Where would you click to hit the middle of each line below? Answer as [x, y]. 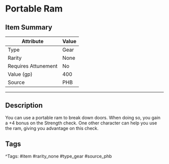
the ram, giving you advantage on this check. [52, 128]
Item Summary [29, 27]
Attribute [33, 41]
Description [24, 106]
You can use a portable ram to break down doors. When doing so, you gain [83, 117]
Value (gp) [20, 74]
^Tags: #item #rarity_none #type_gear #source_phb [59, 156]
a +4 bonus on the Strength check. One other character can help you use [81, 123]
